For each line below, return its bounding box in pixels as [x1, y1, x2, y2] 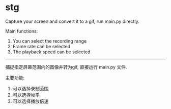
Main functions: [5, 28, 38, 34]
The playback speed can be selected [12, 49, 91, 55]
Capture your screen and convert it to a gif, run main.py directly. [5, 18, 139, 24]
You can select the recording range [12, 38, 87, 44]
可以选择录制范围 [12, 85, 49, 91]
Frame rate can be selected [12, 43, 70, 49]
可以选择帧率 [12, 92, 40, 98]
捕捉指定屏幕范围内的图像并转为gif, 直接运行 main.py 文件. [5, 64, 127, 70]
